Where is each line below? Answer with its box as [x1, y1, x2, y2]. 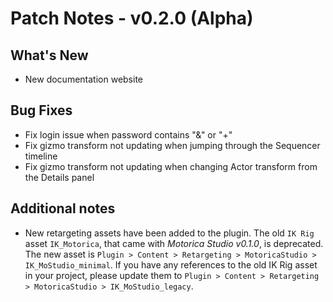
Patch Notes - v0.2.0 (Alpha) [10, 7, 254, 30]
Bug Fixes [10, 102, 73, 119]
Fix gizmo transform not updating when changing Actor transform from [24, 160, 318, 172]
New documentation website [24, 73, 143, 85]
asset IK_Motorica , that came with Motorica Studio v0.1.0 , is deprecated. [24, 237, 324, 249]
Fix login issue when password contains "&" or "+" [24, 128, 233, 141]
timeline [24, 150, 58, 162]
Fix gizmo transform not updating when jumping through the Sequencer [24, 139, 321, 151]
